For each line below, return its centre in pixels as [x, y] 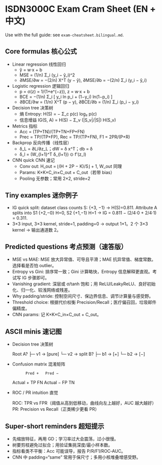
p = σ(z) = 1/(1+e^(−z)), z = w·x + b [55, 91]
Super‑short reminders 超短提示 [55, 426]
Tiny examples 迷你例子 [42, 195]
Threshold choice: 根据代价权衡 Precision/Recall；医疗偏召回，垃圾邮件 [84, 302]
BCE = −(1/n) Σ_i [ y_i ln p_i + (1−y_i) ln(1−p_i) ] [66, 97]
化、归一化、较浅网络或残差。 [42, 290]
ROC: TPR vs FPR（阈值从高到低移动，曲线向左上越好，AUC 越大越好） [84, 403]
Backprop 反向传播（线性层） [42, 143]
